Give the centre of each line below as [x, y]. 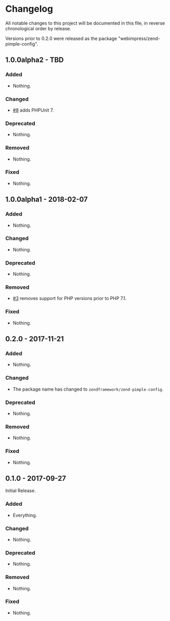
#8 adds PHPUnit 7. [33, 110]
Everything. [25, 515]
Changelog [29, 9]
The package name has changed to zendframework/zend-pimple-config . [88, 389]
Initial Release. [20, 491]
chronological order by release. [38, 28]
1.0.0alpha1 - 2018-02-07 [47, 199]
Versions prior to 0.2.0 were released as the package [61, 38]
